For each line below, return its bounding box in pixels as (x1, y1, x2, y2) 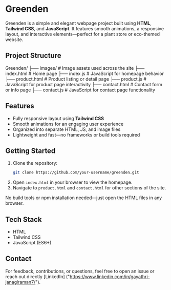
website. (5, 36, 24, 43)
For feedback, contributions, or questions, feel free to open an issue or (5, 268, 155, 274)
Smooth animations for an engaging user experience (12, 121, 124, 127)
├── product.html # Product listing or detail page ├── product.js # (5, 75, 147, 82)
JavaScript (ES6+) (12, 240, 52, 246)
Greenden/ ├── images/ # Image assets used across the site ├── (5, 65, 145, 71)
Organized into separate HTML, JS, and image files (12, 126, 121, 132)
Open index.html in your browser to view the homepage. (12, 179, 133, 185)
